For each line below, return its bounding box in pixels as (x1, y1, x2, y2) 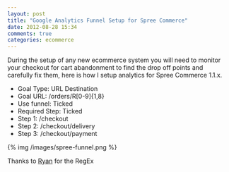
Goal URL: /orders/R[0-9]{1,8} (17, 92, 105, 101)
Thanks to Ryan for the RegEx (7, 156, 94, 166)
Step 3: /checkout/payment (17, 130, 98, 138)
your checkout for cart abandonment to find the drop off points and (7, 63, 204, 72)
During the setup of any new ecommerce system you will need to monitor (7, 56, 221, 64)
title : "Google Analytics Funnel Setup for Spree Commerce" (7, 17, 189, 24)
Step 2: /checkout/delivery (17, 122, 95, 130)
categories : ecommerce (7, 37, 74, 44)
